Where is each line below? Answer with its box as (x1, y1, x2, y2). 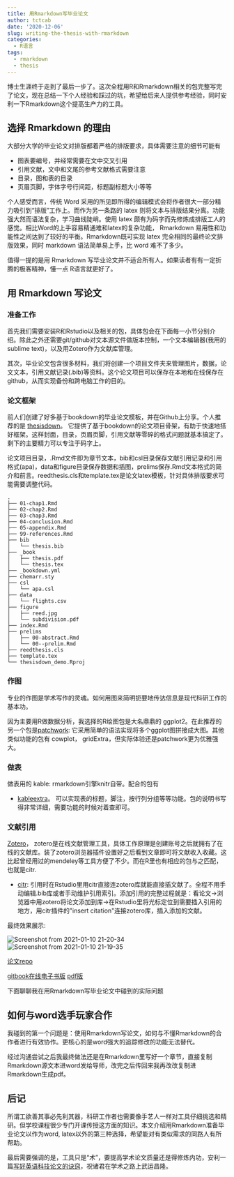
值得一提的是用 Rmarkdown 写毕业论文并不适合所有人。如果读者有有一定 (7, 256, 216, 264)
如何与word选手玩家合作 (7, 1009, 113, 1021)
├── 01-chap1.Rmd (7, 500, 58, 507)
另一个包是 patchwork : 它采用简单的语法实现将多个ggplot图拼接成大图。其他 (7, 726, 225, 734)
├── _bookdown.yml (7, 567, 61, 574)
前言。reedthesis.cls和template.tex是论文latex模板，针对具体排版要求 (19, 472, 219, 480)
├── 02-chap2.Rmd (7, 507, 58, 513)
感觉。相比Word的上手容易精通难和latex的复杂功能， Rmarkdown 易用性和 (7, 224, 221, 232)
